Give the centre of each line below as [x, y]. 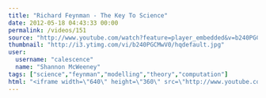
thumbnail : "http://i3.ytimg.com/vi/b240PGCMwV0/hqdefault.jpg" [116, 45]
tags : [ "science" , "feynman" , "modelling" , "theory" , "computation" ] [118, 74]
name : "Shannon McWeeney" [58, 67]
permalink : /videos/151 [47, 30]
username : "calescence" [54, 60]
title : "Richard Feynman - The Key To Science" [88, 15]
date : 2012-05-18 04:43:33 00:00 [63, 23]
